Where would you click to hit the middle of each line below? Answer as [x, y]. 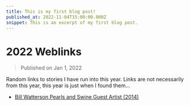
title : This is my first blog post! [51, 11]
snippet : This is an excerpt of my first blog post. [72, 22]
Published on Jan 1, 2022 [51, 68]
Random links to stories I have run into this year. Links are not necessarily [95, 79]
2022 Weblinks [44, 52]
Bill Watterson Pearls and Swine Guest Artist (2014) [77, 97]
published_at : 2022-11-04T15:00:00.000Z [56, 17]
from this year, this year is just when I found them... [68, 85]
